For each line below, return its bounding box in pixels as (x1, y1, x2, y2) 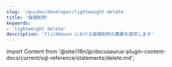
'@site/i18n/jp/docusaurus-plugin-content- (58, 48, 166, 55)
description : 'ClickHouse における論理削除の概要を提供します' (6, 31, 154, 37)
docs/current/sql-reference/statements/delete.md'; (6, 54, 135, 62)
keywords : (6, 20, 32, 26)
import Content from (6, 48, 58, 55)
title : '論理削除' (6, 14, 50, 21)
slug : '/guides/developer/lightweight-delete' (6, 8, 126, 15)
